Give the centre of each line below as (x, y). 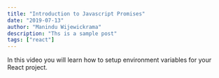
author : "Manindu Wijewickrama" (54, 27)
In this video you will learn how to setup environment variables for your (109, 60)
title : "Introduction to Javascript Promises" (76, 14)
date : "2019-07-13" (36, 20)
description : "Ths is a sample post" (62, 33)
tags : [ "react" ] (31, 40)
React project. (27, 67)
